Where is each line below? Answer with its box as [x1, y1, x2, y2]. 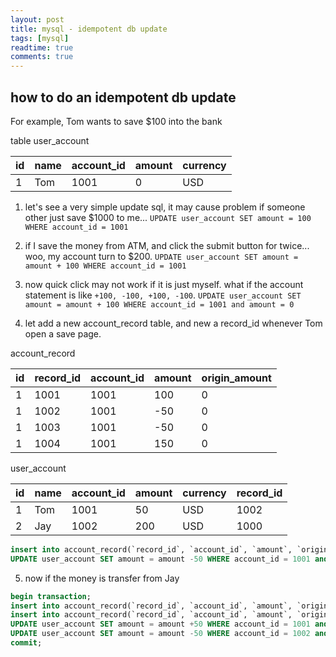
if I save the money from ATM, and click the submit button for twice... [24, 239, 310, 251]
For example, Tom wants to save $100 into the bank [10, 115, 223, 127]
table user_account [10, 134, 90, 146]
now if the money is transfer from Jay [24, 572, 180, 584]
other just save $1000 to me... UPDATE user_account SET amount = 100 [24, 211, 312, 223]
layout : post [10, 14, 65, 25]
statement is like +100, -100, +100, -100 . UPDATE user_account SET [24, 289, 302, 301]
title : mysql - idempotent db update [10, 24, 168, 34]
